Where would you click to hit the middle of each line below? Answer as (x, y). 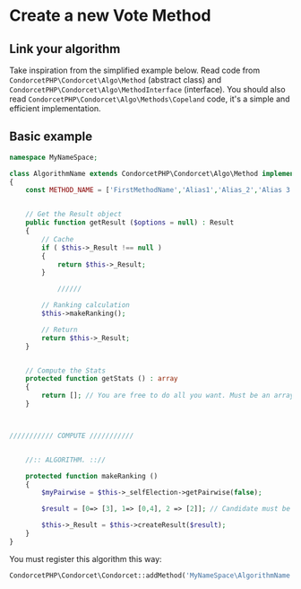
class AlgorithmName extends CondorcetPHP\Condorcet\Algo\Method (133, 173)
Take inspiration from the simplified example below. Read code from (135, 70)
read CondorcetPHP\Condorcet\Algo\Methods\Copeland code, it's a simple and (150, 99)
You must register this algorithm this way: (86, 558)
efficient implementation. (55, 108)
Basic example (51, 137)
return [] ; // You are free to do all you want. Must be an (156, 396)
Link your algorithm (65, 49)
